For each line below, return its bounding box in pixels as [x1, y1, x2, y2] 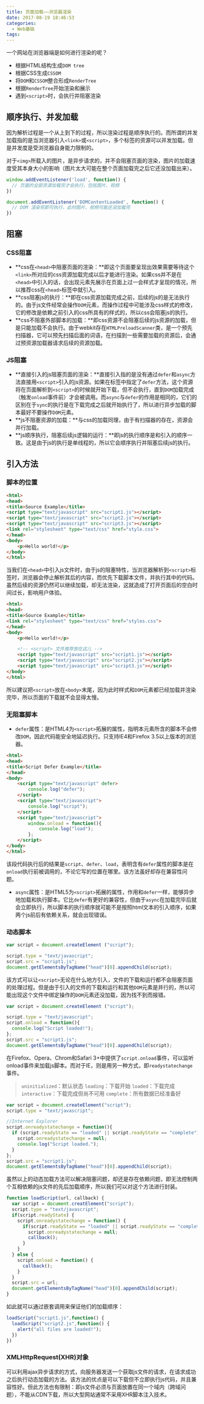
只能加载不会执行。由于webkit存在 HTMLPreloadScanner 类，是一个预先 [20, 324, 193, 331]
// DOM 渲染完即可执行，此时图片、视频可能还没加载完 [12, 205, 131, 211]
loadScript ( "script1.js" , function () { [6, 1315, 104, 1321]
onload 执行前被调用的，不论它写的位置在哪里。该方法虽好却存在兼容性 [6, 868, 182, 875]
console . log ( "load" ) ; [38, 826, 94, 832]
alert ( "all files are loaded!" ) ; [17, 1326, 102, 1332]
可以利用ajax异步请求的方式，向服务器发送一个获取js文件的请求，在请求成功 [6, 1368, 196, 1375]
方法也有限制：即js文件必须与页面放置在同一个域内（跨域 [38, 1383, 181, 1391]
